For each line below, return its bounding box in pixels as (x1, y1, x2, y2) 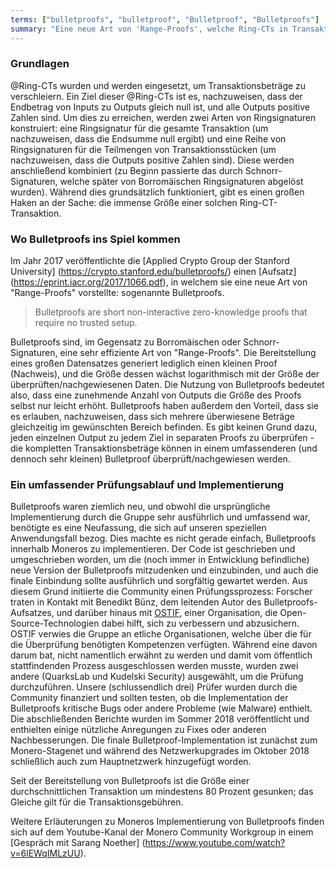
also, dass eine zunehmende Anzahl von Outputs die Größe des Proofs (10, 389, 302, 401)
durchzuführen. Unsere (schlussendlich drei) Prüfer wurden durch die (10, 681, 298, 693)
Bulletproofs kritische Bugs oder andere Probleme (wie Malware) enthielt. (10, 702, 313, 715)
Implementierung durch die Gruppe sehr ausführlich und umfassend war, (10, 511, 311, 523)
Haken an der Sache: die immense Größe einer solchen (10, 196, 238, 208)
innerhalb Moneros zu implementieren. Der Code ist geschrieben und (10, 543, 296, 555)
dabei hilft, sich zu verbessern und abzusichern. (101, 617, 300, 630)
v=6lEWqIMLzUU (10, 847, 81, 860)
